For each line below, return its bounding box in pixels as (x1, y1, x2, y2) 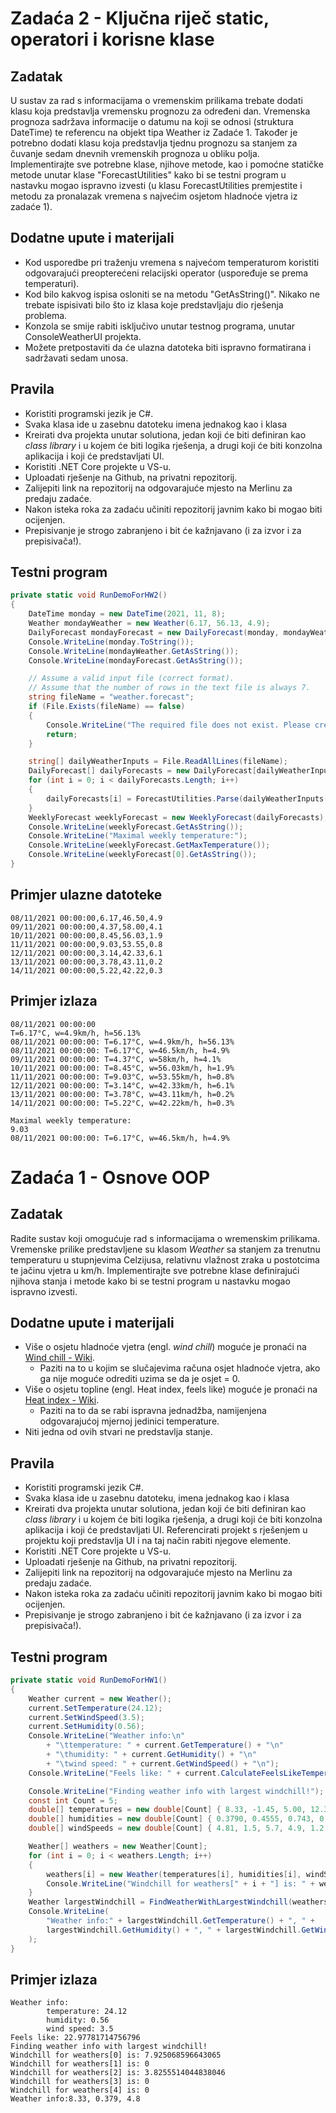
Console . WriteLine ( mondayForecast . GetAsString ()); (28, 655, 244, 666)
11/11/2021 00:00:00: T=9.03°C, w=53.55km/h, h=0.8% (10, 1072, 235, 1082)
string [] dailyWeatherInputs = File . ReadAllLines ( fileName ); (28, 757, 288, 767)
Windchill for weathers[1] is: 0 (10, 2059, 150, 2069)
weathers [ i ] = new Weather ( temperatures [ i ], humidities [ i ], (46, 1869, 302, 1879)
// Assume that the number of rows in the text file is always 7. (28, 683, 311, 693)
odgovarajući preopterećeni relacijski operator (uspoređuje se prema (24, 267, 309, 279)
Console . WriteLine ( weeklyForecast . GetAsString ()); (28, 822, 244, 832)
